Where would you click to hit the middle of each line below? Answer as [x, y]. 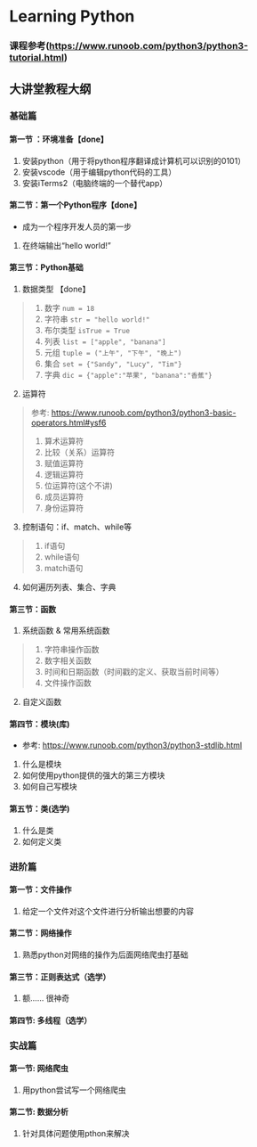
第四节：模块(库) [40, 724]
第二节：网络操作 [40, 933]
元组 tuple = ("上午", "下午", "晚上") [113, 353]
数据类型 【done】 [56, 289]
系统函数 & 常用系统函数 [66, 631]
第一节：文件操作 [40, 889]
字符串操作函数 [72, 650]
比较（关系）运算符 [80, 453]
